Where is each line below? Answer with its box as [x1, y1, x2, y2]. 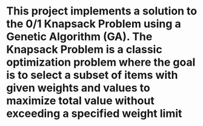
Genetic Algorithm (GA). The [6, 30, 153, 43]
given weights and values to [6, 81, 150, 95]
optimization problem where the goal [6, 55, 196, 69]
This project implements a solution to [6, 4, 198, 18]
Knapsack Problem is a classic [6, 43, 162, 57]
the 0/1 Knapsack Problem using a [6, 17, 182, 31]
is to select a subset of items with [6, 68, 178, 82]
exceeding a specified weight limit [6, 107, 182, 121]
